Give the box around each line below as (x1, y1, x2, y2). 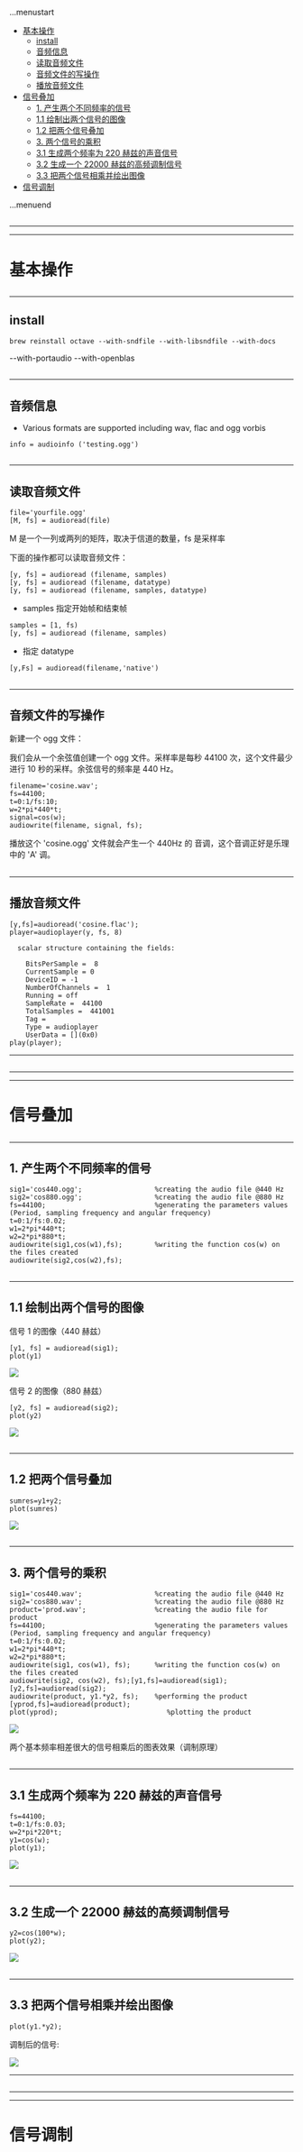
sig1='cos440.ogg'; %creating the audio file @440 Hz (9, 1185, 284, 1195)
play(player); (9, 1038, 63, 1048)
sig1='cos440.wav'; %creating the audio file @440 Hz (9, 1589, 284, 1598)
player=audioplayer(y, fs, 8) (9, 928, 124, 937)
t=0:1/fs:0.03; (9, 1820, 67, 1829)
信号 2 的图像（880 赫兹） (9, 1385, 107, 1396)
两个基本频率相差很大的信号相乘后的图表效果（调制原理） (9, 1741, 223, 1752)
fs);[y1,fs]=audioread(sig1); (114, 1676, 228, 1685)
